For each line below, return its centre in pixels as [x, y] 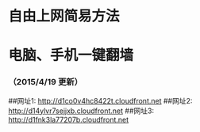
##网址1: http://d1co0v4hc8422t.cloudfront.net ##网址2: [100, 100]
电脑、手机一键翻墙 [71, 55]
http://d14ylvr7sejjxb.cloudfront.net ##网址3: [81, 111]
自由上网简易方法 [64, 16]
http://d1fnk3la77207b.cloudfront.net [69, 119]
